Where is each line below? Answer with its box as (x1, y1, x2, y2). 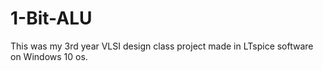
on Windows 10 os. (10, 50, 88, 62)
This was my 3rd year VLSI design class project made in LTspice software (10, 40, 314, 52)
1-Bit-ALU (10, 7, 93, 30)
